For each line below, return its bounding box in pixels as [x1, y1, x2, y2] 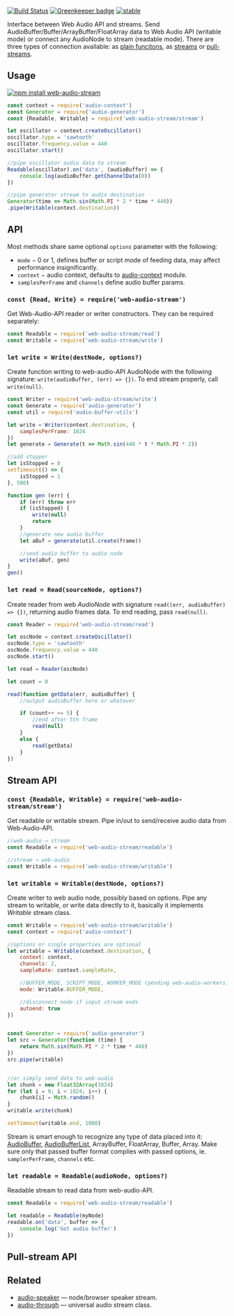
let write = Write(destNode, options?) [7, 353, 143, 361]
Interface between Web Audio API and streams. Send [7, 20, 160, 28]
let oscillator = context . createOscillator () [7, 128, 141, 135]
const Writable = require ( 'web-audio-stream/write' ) [7, 337, 164, 345]
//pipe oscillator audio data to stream [7, 159, 127, 167]
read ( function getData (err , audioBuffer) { [7, 690, 136, 697]
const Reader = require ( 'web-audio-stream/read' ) [7, 621, 155, 628]
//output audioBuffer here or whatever [19, 697, 136, 704]
